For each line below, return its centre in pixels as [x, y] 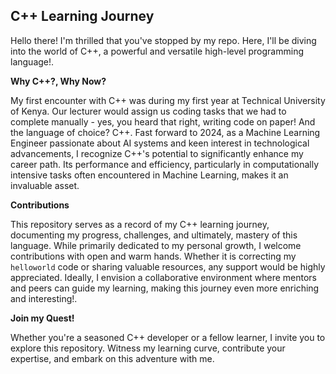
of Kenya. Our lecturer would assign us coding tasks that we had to [148, 111]
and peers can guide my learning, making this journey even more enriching [165, 288]
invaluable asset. [45, 185]
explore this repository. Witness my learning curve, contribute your [148, 348]
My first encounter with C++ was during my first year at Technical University [168, 100]
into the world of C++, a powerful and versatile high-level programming [157, 51]
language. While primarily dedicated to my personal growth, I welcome [156, 245]
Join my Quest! [42, 318]
